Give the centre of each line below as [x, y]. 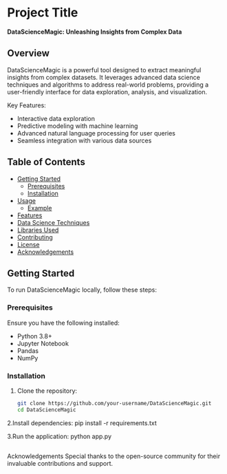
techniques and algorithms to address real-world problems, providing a [108, 85]
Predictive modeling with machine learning [77, 126]
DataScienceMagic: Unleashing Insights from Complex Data [95, 32]
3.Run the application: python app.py [60, 436]
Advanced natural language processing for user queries [96, 133]
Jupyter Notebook [43, 343]
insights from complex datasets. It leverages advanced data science [104, 77]
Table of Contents [46, 162]
